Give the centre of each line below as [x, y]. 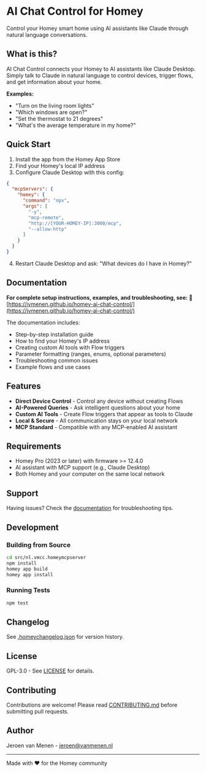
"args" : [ [35, 207]
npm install [21, 563]
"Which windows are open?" [51, 112]
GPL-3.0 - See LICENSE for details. [50, 671]
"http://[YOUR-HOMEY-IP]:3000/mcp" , [75, 223]
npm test [17, 603]
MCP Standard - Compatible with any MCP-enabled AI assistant [96, 427]
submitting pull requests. [38, 711]
